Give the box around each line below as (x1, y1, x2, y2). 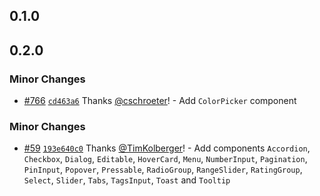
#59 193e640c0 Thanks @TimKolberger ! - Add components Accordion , (23, 142, 311, 154)
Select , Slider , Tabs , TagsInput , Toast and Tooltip (23, 174, 231, 186)
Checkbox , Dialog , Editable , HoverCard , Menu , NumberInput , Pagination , (23, 153, 308, 165)
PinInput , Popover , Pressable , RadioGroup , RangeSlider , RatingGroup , (23, 164, 303, 176)
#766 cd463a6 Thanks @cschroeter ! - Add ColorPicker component (23, 95, 297, 107)
